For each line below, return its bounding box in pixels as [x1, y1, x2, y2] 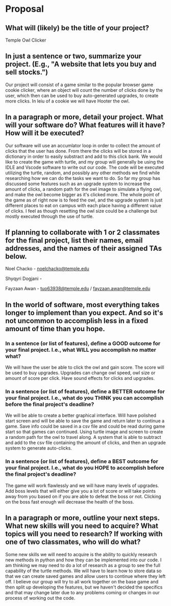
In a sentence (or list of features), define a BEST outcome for [5, 458, 158, 465]
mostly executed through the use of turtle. [5, 213, 94, 219]
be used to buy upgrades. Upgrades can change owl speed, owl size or [5, 370, 156, 376]
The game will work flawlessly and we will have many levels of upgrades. [5, 482, 159, 489]
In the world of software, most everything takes [5, 300, 160, 309]
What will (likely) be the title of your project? [5, 24, 150, 32]
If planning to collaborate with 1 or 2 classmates [5, 228, 160, 237]
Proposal [5, 3, 44, 15]
